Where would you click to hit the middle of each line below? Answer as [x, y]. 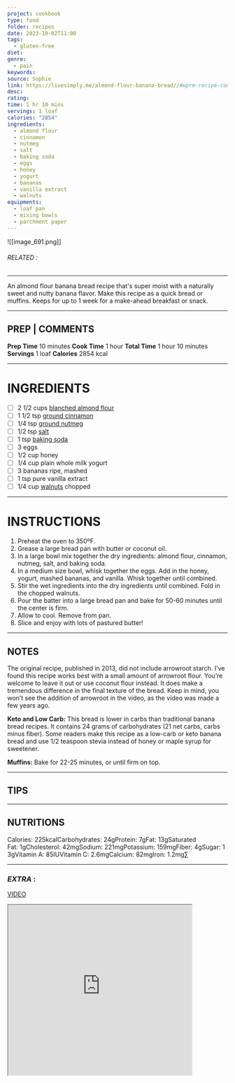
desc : [15, 92]
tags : [15, 40]
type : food [23, 20]
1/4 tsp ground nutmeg [50, 423]
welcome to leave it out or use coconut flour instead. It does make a [105, 683]
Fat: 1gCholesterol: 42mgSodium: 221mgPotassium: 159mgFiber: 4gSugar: [114, 847]
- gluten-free [34, 46]
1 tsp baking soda [43, 439]
